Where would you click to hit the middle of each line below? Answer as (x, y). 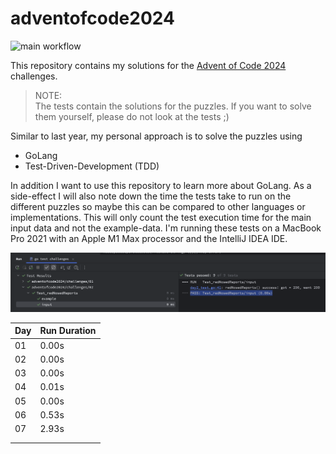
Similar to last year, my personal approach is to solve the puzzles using (156, 136)
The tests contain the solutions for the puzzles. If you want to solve (173, 106)
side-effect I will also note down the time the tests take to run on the (151, 196)
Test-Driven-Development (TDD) (92, 166)
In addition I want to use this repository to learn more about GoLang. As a (161, 185)
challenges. (34, 76)
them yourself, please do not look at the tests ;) (132, 116)
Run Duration (68, 331)
